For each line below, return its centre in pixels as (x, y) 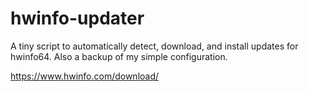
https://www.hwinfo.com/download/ (85, 76)
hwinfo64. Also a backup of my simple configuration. (119, 56)
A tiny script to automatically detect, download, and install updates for (154, 46)
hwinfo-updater (77, 18)
